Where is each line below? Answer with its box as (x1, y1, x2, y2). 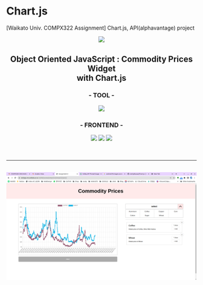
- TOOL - (88, 91, 115, 100)
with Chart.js (76, 73, 127, 83)
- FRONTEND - (80, 121, 123, 129)
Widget (87, 63, 116, 74)
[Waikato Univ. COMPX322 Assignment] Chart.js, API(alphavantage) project (6, 24, 195, 31)
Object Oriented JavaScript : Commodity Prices (10, 54, 193, 65)
